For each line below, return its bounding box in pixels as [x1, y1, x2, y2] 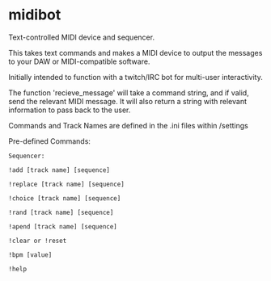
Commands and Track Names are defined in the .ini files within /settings [8, 120, 248, 130]
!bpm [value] [8, 250, 53, 259]
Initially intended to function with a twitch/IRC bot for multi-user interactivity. [8, 72, 263, 82]
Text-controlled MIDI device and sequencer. [8, 32, 155, 42]
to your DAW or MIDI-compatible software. [8, 57, 150, 66]
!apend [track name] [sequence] [8, 222, 117, 231]
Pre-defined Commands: [8, 136, 91, 146]
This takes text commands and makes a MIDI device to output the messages [8, 48, 263, 57]
